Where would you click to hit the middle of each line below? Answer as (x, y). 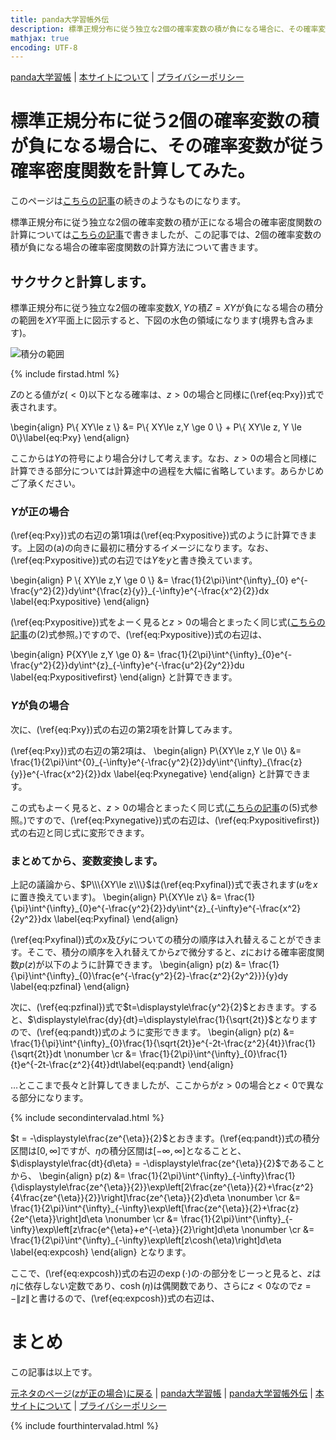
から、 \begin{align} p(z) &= (68, 1175)
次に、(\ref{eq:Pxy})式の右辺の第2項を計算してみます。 (124, 729)
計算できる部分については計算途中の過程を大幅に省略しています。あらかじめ (167, 470)
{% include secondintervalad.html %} (87, 1117)
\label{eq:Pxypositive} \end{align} (80, 602)
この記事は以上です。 (54, 1372)
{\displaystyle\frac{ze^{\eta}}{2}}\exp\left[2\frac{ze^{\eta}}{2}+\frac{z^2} (162, 1187)
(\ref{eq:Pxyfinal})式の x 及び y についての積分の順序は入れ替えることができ (161, 939)
